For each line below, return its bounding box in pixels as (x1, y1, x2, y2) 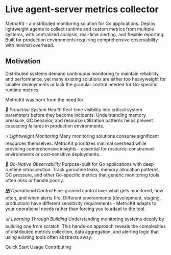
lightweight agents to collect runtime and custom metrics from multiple (5, 25, 154, 32)
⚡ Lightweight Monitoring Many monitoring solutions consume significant (5, 133, 159, 139)
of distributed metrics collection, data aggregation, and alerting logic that (5, 228, 159, 235)
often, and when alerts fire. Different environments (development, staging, (5, 195, 161, 201)
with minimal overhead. (5, 42, 55, 48)
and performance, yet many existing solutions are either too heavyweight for (5, 75, 166, 82)
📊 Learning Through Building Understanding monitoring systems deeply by (5, 216, 164, 222)
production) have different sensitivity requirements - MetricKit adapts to (5, 200, 157, 206)
